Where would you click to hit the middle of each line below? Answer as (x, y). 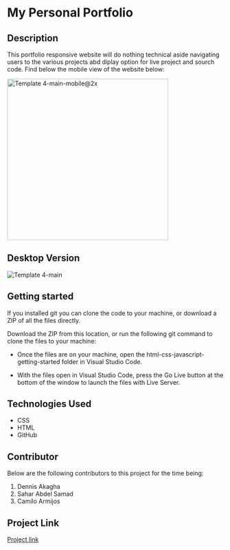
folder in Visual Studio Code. (102, 361)
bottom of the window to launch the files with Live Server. (99, 382)
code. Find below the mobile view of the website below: (86, 69)
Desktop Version (44, 258)
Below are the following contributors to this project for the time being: (105, 474)
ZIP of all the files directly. (44, 320)
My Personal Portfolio (70, 13)
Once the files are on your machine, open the (81, 354)
